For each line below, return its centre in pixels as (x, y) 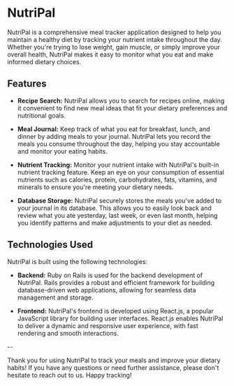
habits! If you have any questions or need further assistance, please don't (113, 367)
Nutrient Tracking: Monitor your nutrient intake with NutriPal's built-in (118, 165)
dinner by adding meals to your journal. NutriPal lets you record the (114, 136)
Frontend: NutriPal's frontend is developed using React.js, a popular (116, 311)
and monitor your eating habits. (63, 151)
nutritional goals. (42, 115)
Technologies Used (50, 245)
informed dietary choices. (44, 61)
